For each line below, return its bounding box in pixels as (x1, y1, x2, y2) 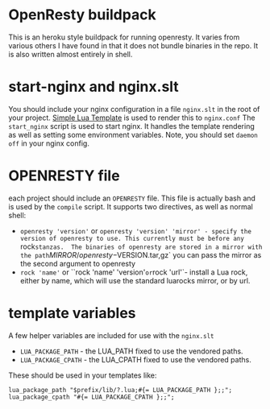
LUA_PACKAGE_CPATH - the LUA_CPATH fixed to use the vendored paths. (19, 354, 251, 364)
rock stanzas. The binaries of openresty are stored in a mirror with (19, 242, 263, 251)
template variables (8, 304, 136, 322)
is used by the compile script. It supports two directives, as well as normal (8, 201, 254, 211)
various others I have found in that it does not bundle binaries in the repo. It (8, 40, 259, 50)
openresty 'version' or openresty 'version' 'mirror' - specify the (19, 225, 252, 235)
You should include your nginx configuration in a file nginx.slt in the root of (8, 104, 260, 114)
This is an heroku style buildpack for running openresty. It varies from (8, 32, 240, 42)
